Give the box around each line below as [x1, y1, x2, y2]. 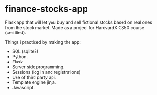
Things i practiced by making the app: [5, 39, 81, 45]
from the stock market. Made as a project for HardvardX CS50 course [5, 24, 145, 30]
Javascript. [12, 84, 35, 90]
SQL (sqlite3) [12, 48, 39, 54]
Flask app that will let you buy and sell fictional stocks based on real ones [5, 19, 152, 25]
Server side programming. [12, 64, 65, 70]
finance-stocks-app [5, 3, 88, 15]
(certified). [5, 30, 27, 35]
